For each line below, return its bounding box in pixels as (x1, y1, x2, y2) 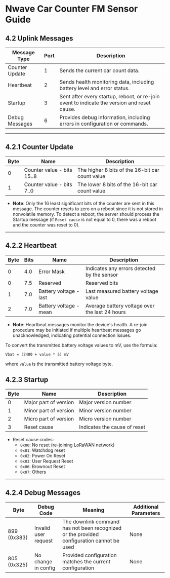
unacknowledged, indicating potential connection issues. (12, 332, 132, 338)
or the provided (62, 531, 99, 538)
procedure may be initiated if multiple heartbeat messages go (12, 327, 141, 333)
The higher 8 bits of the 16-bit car (77, 166, 159, 173)
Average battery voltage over (85, 302, 155, 309)
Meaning (82, 507, 105, 514)
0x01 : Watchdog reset (20, 447, 65, 453)
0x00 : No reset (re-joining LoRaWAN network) (20, 442, 115, 448)
